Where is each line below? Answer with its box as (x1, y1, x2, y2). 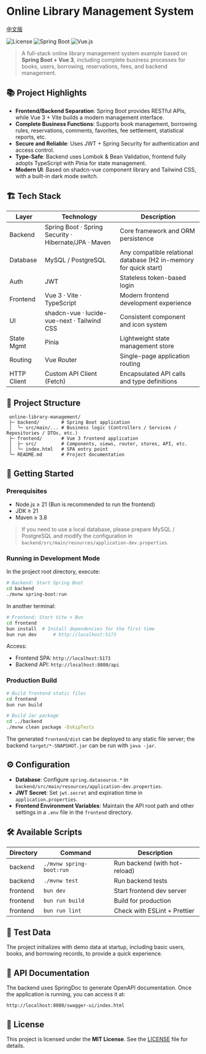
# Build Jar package (6, 712, 59, 719)
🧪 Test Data (6, 927, 51, 938)
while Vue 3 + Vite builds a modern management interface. (15, 114, 164, 121)
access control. (15, 146, 55, 154)
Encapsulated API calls (120, 369, 186, 378)
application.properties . (15, 795, 78, 803)
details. (6, 1042, 25, 1050)
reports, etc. (15, 133, 47, 141)
